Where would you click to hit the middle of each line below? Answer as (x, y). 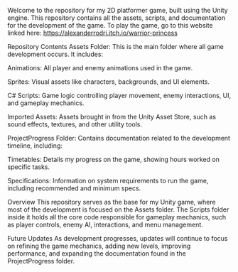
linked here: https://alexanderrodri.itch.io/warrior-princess (92, 33)
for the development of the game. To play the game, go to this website (110, 25)
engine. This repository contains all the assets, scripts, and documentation (117, 18)
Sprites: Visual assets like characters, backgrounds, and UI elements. (109, 82)
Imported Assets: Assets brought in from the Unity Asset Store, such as (112, 117)
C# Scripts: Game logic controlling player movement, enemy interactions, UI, (119, 96)
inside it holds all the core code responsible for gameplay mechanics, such (117, 217)
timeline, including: (35, 146)
